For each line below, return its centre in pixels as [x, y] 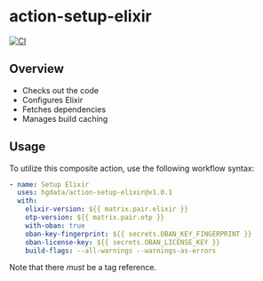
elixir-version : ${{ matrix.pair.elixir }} [107, 209]
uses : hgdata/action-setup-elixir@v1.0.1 [95, 193]
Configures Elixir [52, 100]
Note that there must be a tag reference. [83, 268]
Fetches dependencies [64, 109]
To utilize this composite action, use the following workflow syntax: [132, 168]
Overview [37, 69]
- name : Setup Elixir [49, 184]
